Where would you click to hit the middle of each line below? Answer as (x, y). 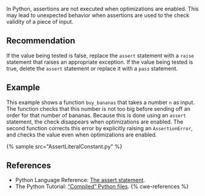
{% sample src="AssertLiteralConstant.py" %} (64, 146)
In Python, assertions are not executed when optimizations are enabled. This (103, 9)
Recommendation (41, 41)
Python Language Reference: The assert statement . (80, 180)
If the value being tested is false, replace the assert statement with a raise (100, 55)
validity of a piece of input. (40, 22)
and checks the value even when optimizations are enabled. (82, 135)
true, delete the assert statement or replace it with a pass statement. (92, 68)
